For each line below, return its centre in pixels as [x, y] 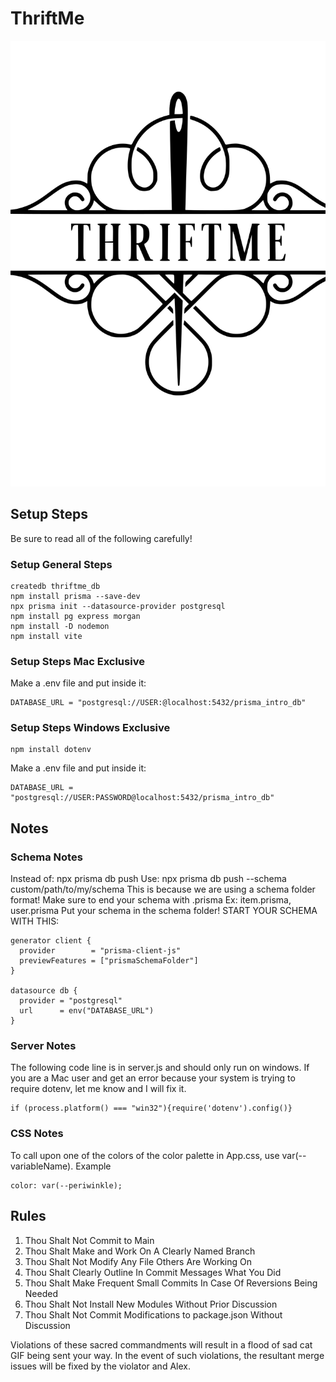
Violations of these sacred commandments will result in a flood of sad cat [161, 1344]
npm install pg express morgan [75, 616]
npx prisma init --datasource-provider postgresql [118, 606]
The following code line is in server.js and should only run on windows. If [160, 1068]
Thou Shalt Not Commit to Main [89, 1240]
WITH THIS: [35, 921]
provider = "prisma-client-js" [100, 951]
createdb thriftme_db [55, 586]
